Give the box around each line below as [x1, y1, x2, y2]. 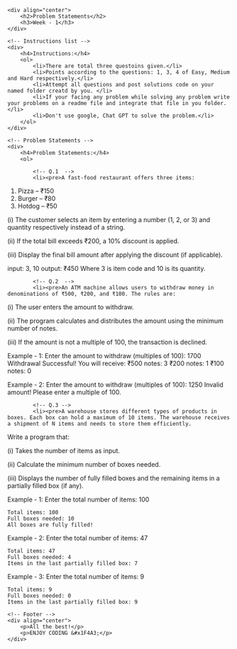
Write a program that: [7, 433, 70, 441]
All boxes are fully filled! [7, 521, 94, 528]
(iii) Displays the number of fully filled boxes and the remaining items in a [7, 474, 220, 482]
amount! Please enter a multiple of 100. [7, 388, 122, 396]
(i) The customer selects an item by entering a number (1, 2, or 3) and [7, 216, 211, 223]
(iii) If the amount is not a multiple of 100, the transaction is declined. [7, 338, 208, 346]
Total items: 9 [7, 586, 53, 593]
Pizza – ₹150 [17, 187, 55, 195]
